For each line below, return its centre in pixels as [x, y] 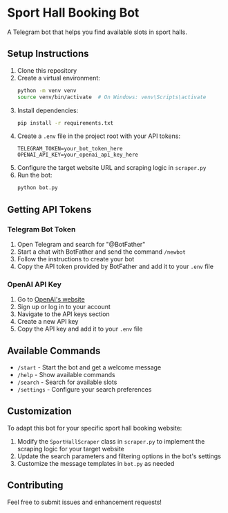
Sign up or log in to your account [64, 307]
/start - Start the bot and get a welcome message [89, 367]
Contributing [35, 486]
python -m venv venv [47, 90]
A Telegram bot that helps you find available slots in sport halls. [97, 32]
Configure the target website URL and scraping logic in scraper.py [112, 168]
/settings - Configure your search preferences [84, 390]
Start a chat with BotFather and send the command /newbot [102, 252]
